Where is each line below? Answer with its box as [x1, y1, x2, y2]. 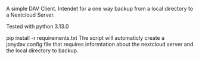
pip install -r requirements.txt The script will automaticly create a [6, 34, 165, 41]
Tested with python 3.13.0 [6, 23, 69, 30]
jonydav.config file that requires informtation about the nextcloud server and [6, 41, 194, 48]
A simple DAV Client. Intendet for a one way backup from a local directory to [6, 5, 194, 12]
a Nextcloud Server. [6, 11, 55, 18]
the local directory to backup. [6, 47, 79, 54]
